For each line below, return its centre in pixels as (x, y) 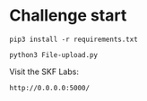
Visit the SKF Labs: (44, 72)
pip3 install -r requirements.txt (74, 39)
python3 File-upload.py (54, 55)
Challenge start (68, 16)
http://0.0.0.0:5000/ (50, 88)
